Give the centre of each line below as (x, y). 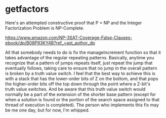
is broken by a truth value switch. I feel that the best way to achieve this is (80, 73)
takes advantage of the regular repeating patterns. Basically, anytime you (80, 57)
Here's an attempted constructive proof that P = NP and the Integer (74, 23)
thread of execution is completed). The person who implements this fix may (82, 105)
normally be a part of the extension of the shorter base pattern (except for (81, 94)
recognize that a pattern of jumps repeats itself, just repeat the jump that (79, 63)
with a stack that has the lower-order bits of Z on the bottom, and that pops (82, 79)
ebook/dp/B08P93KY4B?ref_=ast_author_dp (50, 42)
